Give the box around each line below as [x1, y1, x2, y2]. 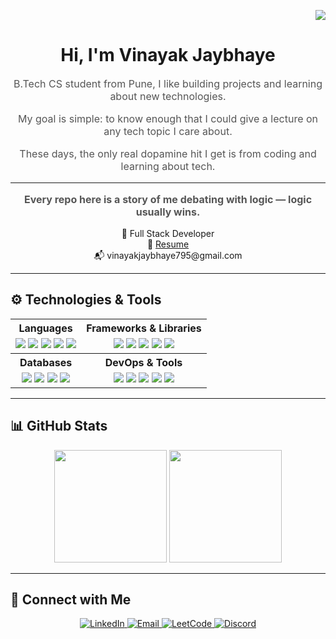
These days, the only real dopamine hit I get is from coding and [19, 146, 317, 160]
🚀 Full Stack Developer [121, 227, 215, 239]
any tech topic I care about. [103, 124, 233, 138]
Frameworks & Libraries [86, 321, 202, 335]
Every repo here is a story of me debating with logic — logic [23, 192, 313, 206]
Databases [19, 355, 73, 369]
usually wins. [135, 205, 201, 219]
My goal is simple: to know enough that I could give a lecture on [17, 111, 319, 125]
